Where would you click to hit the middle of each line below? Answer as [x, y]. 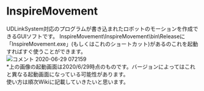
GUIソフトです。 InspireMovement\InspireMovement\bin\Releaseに [101, 36]
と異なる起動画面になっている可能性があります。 [67, 74]
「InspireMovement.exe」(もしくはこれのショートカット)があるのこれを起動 [102, 44]
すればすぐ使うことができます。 [46, 51]
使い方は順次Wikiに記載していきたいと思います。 [68, 82]
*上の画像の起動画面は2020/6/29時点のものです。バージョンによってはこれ [101, 66]
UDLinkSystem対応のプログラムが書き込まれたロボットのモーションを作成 [100, 29]
